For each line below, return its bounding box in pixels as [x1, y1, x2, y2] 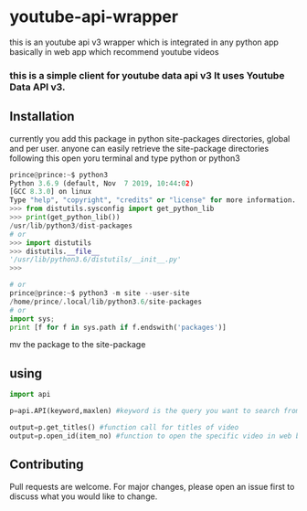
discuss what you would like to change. [9, 491, 158, 502]
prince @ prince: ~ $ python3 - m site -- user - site [9, 289, 190, 298]
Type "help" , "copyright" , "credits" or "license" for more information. [9, 196, 297, 205]
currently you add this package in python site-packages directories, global [9, 133, 291, 144]
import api [9, 390, 51, 399]
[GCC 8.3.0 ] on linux [9, 187, 92, 197]
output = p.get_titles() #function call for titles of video [9, 422, 239, 431]
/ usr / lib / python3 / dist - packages [9, 221, 132, 230]
